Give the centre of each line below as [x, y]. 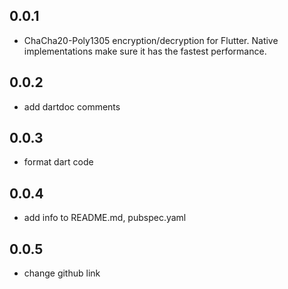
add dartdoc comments [72, 106]
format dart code [58, 162]
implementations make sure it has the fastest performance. [145, 51]
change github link [62, 273]
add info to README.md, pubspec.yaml [105, 218]
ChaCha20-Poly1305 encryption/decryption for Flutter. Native [151, 40]
